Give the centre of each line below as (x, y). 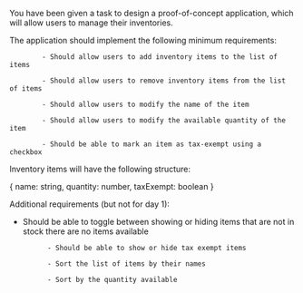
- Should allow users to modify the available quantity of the (164, 121)
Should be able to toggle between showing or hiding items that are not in (158, 222)
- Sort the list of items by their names (126, 264)
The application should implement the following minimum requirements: (143, 40)
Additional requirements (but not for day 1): (90, 204)
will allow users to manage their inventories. (92, 23)
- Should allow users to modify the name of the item (146, 104)
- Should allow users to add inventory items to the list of (160, 57)
